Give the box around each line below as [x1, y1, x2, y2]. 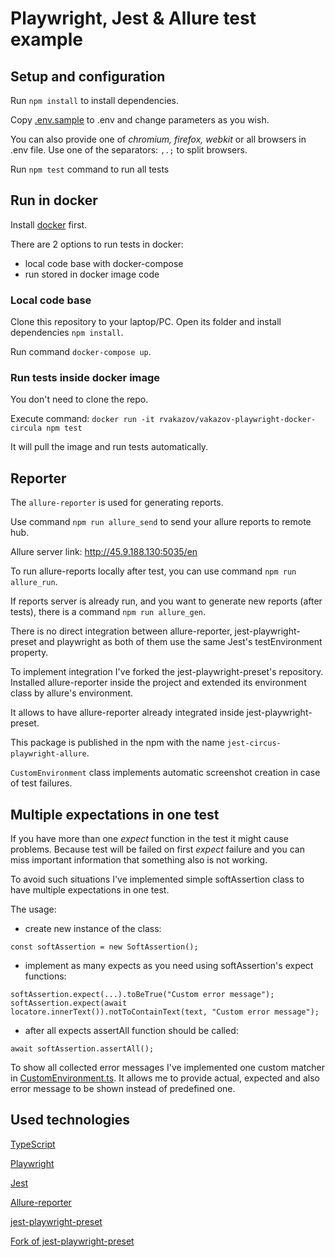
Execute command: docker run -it [10, 413, 155, 425]
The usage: [10, 903, 57, 916]
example [10, 28, 84, 51]
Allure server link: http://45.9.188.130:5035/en [10, 546, 198, 558]
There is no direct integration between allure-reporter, [10, 625, 233, 637]
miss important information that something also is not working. [10, 854, 268, 866]
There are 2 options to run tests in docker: [10, 238, 184, 250]
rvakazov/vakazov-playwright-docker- [158, 415, 317, 425]
